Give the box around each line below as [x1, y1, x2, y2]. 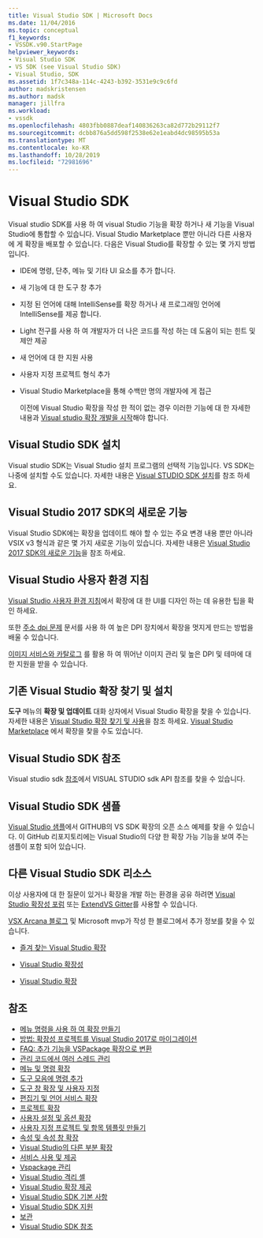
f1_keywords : [8, 33, 51, 42]
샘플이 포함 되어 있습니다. [8, 842, 87, 851]
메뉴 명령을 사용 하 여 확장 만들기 [19, 1024, 120, 1034]
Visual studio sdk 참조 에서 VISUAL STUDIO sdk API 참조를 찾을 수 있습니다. [8, 775, 246, 784]
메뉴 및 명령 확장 [19, 1064, 71, 1073]
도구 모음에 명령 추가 [19, 1073, 83, 1082]
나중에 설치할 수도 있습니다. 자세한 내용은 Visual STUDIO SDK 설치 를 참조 [8, 471, 236, 480]
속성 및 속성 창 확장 [19, 1132, 79, 1142]
